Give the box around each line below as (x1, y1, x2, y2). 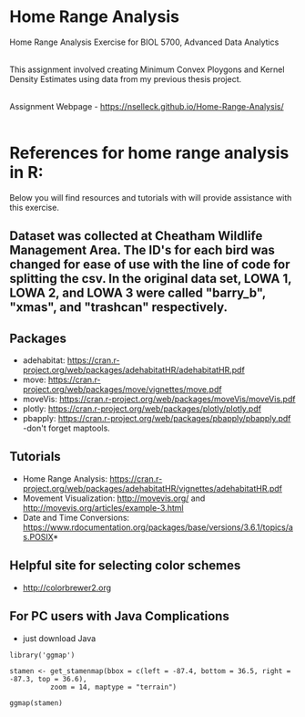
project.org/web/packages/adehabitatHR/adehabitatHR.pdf (22, 365, 246, 376)
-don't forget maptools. (22, 422, 111, 434)
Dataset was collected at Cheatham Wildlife (9, 228, 263, 244)
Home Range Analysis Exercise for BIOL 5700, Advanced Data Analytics (9, 36, 280, 47)
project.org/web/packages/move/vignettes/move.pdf (22, 384, 222, 395)
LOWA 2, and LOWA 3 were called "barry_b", (9, 286, 267, 301)
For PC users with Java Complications (9, 608, 229, 624)
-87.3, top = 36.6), (9, 674, 88, 683)
